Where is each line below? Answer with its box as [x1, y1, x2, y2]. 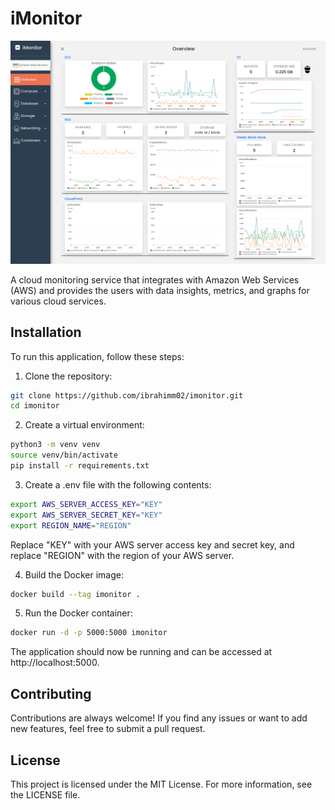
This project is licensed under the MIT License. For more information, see [10, 778, 313, 790]
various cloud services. [10, 295, 107, 307]
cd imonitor [10, 401, 60, 411]
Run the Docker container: [24, 607, 133, 619]
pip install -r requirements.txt [10, 461, 150, 471]
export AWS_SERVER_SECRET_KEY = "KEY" [10, 510, 163, 520]
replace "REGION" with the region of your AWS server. [10, 549, 235, 561]
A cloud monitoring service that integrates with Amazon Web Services [10, 273, 300, 286]
